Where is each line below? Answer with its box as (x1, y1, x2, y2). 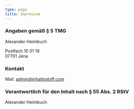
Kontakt (5, 65, 24, 72)
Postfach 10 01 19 (5, 48, 40, 54)
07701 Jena (5, 53, 28, 59)
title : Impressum (5, 12, 40, 16)
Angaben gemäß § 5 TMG (5, 28, 67, 34)
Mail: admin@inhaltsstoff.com (5, 76, 65, 82)
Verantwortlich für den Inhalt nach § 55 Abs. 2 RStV (5, 88, 130, 95)
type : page (5, 7, 27, 12)
